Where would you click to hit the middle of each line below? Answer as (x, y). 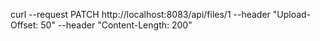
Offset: (24, 25)
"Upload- (292, 14)
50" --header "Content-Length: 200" (116, 25)
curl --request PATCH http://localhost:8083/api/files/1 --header (140, 14)
